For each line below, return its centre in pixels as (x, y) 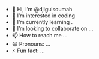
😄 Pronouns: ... (31, 44)
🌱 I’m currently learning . (42, 22)
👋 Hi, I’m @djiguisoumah (42, 9)
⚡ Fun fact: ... (28, 51)
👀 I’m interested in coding (43, 16)
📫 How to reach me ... (40, 35)
